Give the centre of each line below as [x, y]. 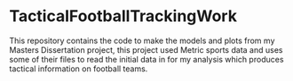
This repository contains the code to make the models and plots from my [142, 40]
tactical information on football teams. [79, 69]
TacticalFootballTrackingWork [123, 16]
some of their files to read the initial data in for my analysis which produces [146, 59]
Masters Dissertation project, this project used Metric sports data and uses [146, 49]
